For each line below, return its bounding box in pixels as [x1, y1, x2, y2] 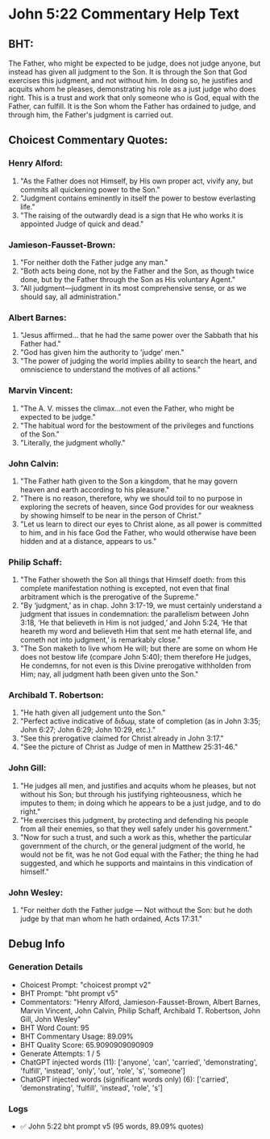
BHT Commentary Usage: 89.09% [19, 1031, 135, 1041]
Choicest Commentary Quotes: [8, 133, 168, 147]
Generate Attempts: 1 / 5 [19, 1048, 101, 1058]
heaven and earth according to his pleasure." [19, 484, 170, 494]
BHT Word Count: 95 [19, 1023, 90, 1032]
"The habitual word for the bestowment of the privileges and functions [19, 420, 254, 430]
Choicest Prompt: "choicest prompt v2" [19, 980, 152, 989]
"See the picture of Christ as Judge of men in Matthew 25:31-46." [19, 742, 239, 752]
